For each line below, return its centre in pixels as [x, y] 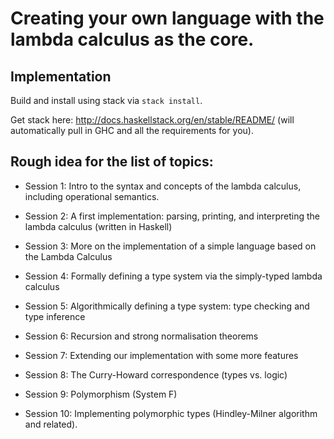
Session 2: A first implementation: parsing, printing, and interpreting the [172, 216]
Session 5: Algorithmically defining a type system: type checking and [167, 306]
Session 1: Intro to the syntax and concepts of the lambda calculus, [163, 186]
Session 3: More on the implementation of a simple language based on [170, 246]
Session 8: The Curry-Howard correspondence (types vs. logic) [156, 374]
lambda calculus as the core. [132, 39]
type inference [55, 316]
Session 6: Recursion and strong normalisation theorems [141, 336]
